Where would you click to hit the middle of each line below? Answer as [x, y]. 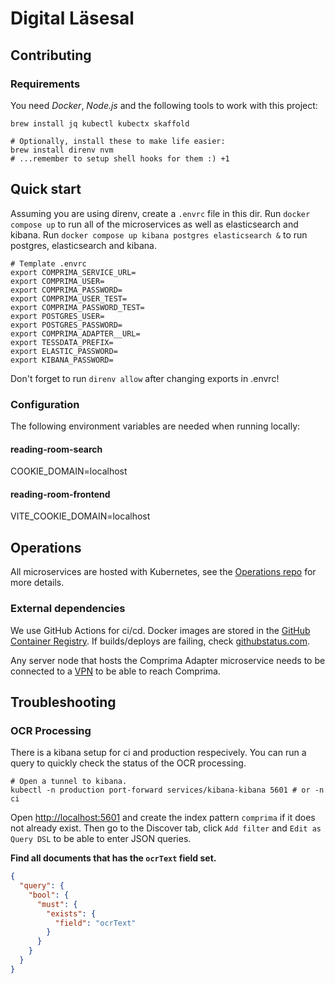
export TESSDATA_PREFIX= [62, 342]
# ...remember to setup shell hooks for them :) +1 [120, 158]
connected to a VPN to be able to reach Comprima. [115, 671]
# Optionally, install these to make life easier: [118, 141]
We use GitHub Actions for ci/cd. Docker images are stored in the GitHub [160, 630]
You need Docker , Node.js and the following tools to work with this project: [164, 105]
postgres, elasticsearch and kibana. [83, 245]
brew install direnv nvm [62, 150]
